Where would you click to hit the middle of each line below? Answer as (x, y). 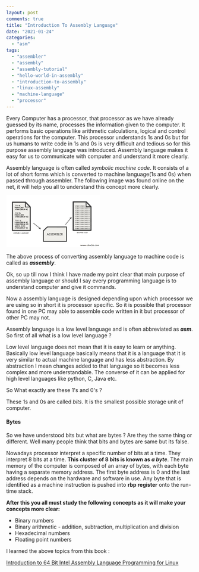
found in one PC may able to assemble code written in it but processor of (96, 311)
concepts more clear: (33, 509)
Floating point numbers (43, 539)
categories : (21, 38)
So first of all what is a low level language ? (59, 335)
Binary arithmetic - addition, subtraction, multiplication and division (97, 527)
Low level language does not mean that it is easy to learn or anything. (91, 347)
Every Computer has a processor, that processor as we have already (90, 118)
